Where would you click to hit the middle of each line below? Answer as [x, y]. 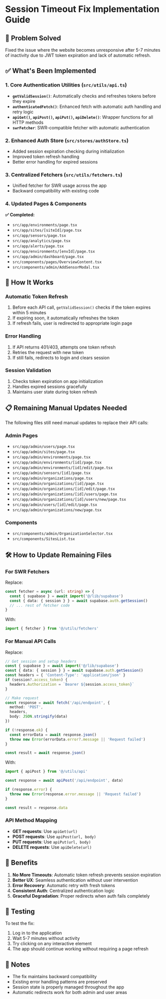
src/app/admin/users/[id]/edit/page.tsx [55, 505]
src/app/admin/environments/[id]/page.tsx [57, 462]
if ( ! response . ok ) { [27, 730]
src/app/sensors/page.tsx [39, 235]
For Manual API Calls [31, 641]
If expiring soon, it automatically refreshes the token [66, 318]
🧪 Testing [20, 911]
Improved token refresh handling [46, 156]
